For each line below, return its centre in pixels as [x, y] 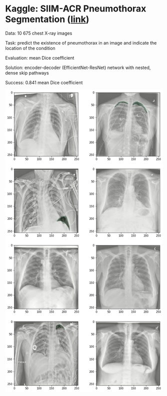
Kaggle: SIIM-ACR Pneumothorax [76, 9]
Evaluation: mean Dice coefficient [40, 57]
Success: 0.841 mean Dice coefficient [44, 82]
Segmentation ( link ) [47, 19]
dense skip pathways [27, 72]
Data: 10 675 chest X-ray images [39, 33]
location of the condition [30, 48]
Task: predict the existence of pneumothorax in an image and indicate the [81, 42]
